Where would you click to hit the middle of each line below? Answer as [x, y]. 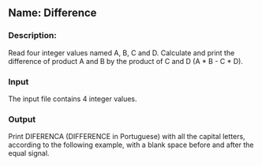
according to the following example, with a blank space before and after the [131, 145]
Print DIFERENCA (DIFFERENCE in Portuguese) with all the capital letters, [127, 137]
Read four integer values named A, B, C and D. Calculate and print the [122, 53]
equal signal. [29, 153]
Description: [32, 36]
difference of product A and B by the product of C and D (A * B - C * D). [125, 61]
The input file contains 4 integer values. [73, 99]
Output [22, 119]
